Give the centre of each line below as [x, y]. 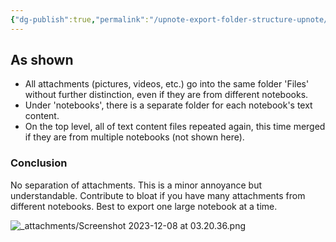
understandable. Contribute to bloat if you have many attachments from [158, 195]
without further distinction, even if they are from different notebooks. [166, 95]
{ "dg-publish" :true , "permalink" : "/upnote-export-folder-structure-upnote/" [171, 19]
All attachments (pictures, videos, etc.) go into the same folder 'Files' [167, 84]
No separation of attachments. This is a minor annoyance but [136, 185]
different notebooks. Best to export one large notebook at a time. [144, 206]
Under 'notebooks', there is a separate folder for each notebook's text [168, 105]
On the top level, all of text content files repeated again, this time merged [175, 127]
